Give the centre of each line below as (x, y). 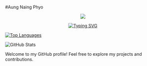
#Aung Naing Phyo (24, 7)
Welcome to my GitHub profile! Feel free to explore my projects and (73, 54)
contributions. (19, 59)
